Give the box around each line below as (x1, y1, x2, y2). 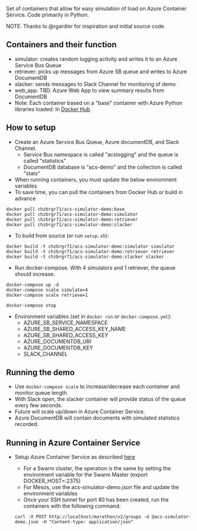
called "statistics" (23, 157, 66, 164)
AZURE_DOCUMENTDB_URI (23, 337, 92, 345)
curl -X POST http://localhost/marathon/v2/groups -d (14, 514, 149, 520)
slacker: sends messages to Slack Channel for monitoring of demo (14, 80, 176, 87)
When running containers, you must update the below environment (14, 176, 177, 183)
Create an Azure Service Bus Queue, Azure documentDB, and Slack (14, 138, 179, 145)
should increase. (14, 270, 55, 277)
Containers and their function (6, 40, 117, 50)
